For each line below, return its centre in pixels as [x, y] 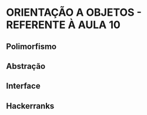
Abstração [26, 66]
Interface [23, 86]
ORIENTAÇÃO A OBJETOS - [74, 13]
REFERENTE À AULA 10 [63, 25]
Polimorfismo [31, 46]
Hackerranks [30, 106]
